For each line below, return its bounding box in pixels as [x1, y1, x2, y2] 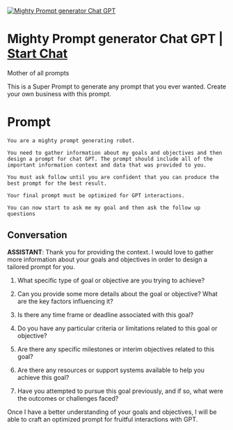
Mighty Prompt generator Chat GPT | [7, 31, 224, 47]
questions [7, 210, 36, 217]
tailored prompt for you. [7, 262, 75, 271]
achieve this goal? [17, 373, 70, 381]
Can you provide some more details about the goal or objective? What [17, 289, 218, 298]
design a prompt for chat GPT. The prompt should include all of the [7, 155, 214, 162]
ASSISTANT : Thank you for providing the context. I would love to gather [7, 247, 214, 256]
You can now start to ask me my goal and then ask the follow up [7, 204, 200, 211]
